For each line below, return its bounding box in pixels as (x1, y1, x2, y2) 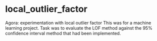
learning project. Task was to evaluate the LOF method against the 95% (5, 25, 152, 31)
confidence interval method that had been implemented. (5, 30, 121, 36)
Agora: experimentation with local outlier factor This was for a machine (5, 20, 151, 26)
